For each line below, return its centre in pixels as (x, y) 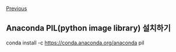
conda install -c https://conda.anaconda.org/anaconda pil (75, 43)
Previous (17, 8)
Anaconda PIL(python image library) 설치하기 (88, 28)
